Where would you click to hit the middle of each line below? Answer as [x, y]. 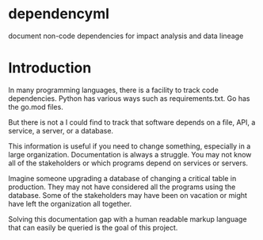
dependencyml [59, 14]
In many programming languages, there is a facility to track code [114, 90]
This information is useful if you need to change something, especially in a [130, 146]
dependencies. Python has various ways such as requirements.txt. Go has [129, 98]
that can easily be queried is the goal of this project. [93, 227]
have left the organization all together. [70, 203]
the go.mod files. [36, 106]
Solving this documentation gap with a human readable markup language [128, 219]
